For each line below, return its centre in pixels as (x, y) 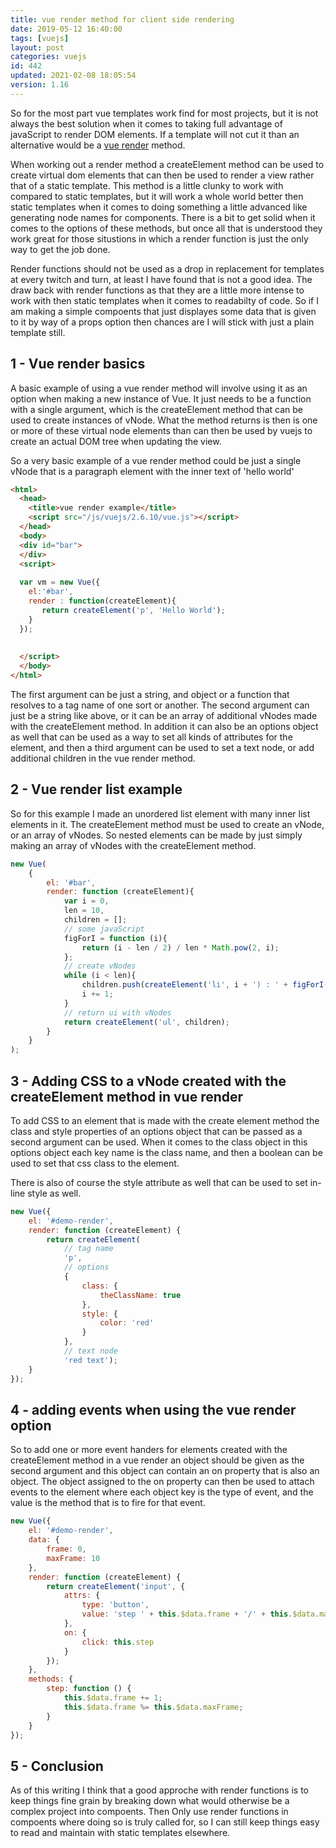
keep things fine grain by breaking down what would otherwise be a (150, 1801)
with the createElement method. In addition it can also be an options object (164, 726)
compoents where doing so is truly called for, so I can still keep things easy (165, 1822)
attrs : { (82, 1596)
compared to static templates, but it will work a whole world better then (157, 196)
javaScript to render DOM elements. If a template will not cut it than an (155, 134)
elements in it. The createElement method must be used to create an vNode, (167, 824)
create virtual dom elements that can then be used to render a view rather (162, 175)
